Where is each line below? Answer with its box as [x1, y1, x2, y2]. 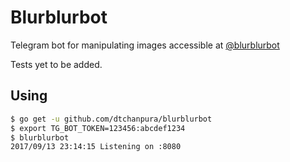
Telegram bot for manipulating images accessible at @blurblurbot [10, 39, 280, 51]
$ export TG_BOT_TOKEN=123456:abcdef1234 [10, 123, 186, 133]
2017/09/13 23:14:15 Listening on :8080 [10, 142, 182, 152]
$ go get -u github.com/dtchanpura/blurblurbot [10, 114, 213, 124]
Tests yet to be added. [10, 58, 103, 70]
